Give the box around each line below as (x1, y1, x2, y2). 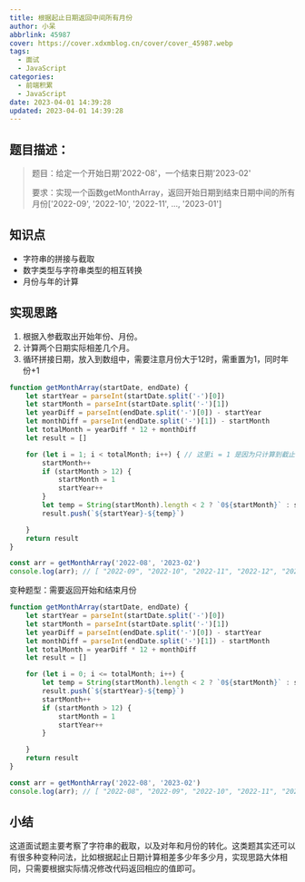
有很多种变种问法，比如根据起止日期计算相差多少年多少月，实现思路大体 (9, 851, 280, 862)
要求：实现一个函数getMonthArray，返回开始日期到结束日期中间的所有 (31, 187, 296, 198)
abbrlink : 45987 (9, 30, 71, 39)
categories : (9, 73, 54, 82)
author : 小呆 (9, 22, 56, 31)
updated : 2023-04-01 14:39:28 (9, 106, 124, 115)
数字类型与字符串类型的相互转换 (22, 264, 143, 275)
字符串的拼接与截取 (22, 253, 95, 264)
